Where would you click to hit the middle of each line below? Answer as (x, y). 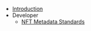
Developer (25, 15)
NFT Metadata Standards (53, 22)
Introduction (27, 9)
